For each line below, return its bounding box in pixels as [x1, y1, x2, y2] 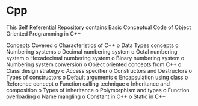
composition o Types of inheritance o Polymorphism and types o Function [6, 86, 190, 93]
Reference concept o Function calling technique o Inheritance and [6, 79, 170, 87]
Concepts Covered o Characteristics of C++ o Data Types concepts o [6, 42, 179, 49]
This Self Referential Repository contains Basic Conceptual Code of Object [6, 23, 191, 31]
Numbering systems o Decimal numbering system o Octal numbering [6, 48, 178, 55]
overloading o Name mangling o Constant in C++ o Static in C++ [6, 93, 166, 100]
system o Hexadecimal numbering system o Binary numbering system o [6, 54, 185, 61]
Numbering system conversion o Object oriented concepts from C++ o [6, 61, 182, 68]
